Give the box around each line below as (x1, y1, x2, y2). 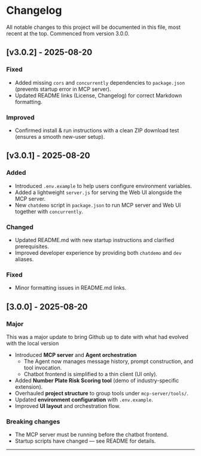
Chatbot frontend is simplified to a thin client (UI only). (23, 370, 157, 377)
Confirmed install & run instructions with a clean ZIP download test (14, 127, 179, 134)
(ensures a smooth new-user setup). (14, 133, 105, 140)
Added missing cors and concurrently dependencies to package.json (14, 79, 185, 86)
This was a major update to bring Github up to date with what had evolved (6, 333, 188, 340)
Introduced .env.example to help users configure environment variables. (14, 182, 193, 189)
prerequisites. (14, 243, 49, 250)
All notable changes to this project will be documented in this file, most (6, 23, 181, 31)
